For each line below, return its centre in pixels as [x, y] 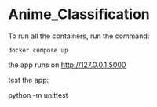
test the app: [29, 80]
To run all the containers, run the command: [79, 36]
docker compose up [38, 50]
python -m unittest [38, 95]
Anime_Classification [79, 14]
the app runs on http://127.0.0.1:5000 [67, 65]
